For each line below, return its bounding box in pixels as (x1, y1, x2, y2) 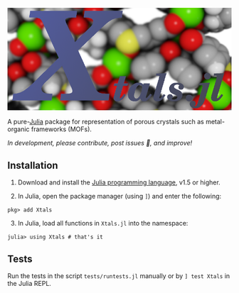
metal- (205, 118, 225, 126)
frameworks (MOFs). (31, 125, 92, 133)
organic (7, 125, 30, 133)
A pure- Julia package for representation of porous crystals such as (7, 118, 204, 126)
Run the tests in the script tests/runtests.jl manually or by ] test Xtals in (7, 271, 230, 280)
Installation (7, 159, 58, 171)
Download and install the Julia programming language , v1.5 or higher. (17, 178, 221, 187)
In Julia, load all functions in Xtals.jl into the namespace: (17, 219, 188, 228)
